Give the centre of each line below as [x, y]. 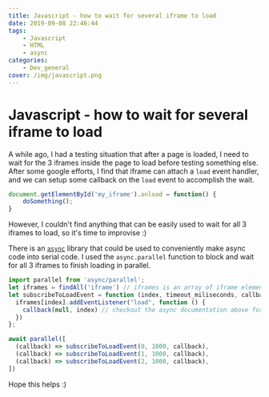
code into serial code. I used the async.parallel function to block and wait [131, 257]
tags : [17, 30]
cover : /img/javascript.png [55, 75]
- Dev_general [46, 68]
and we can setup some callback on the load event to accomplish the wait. [131, 179]
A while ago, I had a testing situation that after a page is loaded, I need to [129, 154]
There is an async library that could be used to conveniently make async [127, 248]
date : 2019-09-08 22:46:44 [53, 23]
